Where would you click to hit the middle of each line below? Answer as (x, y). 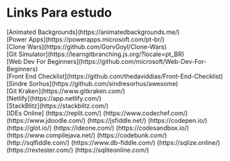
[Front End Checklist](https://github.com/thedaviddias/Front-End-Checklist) (115, 76)
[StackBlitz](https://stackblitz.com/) (58, 105)
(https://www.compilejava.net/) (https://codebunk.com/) (87, 135)
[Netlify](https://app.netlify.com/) (54, 98)
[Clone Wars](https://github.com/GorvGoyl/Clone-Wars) (87, 46)
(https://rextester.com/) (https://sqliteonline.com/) (78, 150)
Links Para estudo (59, 13)
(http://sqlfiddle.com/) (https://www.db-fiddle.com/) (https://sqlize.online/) (113, 142)
